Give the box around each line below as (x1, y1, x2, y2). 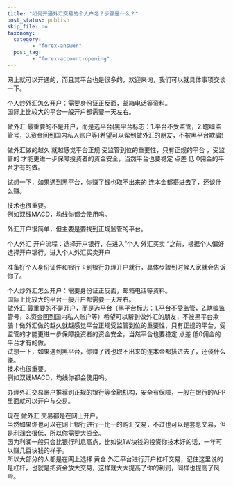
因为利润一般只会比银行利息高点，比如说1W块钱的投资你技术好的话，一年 (7, 437, 216, 445)
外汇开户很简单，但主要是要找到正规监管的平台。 (7, 224, 147, 233)
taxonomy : (7, 29, 36, 37)
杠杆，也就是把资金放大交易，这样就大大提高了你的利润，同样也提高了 (12, 463, 214, 472)
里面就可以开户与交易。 (7, 397, 74, 405)
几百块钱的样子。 (19, 446, 68, 454)
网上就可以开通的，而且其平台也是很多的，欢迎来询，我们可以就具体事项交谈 (7, 75, 226, 83)
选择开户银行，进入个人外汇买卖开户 (7, 248, 111, 256)
